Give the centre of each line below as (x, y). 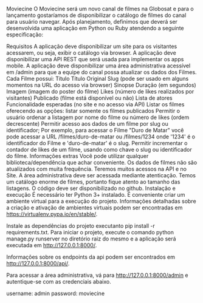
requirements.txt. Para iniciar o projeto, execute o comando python (90, 232)
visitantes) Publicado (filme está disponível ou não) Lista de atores (89, 98)
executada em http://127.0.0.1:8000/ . (52, 245)
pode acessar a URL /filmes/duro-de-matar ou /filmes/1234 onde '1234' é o (101, 137)
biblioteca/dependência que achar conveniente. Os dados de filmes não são (102, 162)
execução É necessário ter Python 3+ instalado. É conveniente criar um (96, 195)
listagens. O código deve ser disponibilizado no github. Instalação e (91, 188)
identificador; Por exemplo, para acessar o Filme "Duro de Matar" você (95, 130)
